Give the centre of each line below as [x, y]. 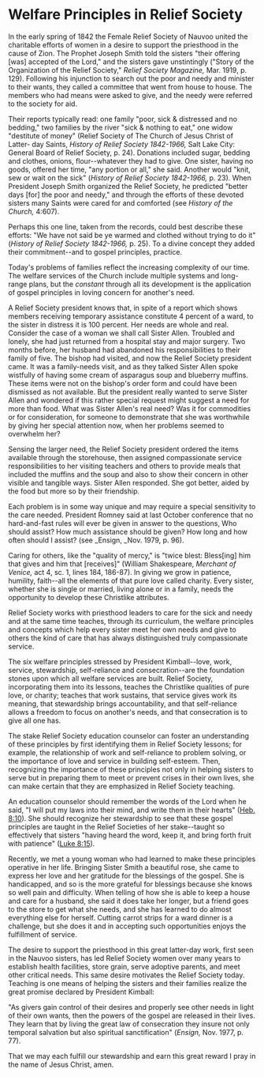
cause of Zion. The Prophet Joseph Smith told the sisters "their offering [124, 53]
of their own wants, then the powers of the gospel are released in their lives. [132, 1015]
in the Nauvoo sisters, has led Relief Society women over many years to [125, 958]
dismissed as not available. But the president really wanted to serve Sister [128, 391]
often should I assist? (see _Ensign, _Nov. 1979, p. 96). [96, 540]
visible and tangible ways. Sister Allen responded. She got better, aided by [129, 482]
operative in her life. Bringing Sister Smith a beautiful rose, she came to [124, 867]
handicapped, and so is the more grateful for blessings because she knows [130, 884]
